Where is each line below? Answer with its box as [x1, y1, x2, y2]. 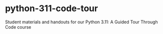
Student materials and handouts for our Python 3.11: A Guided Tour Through [5, 19, 158, 25]
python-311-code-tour [5, 3, 98, 14]
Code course [5, 24, 31, 30]
